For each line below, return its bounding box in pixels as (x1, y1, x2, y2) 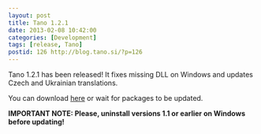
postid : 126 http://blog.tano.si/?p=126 (8, 48, 144, 56)
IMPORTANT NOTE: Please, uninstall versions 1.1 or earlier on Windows (8, 109, 246, 118)
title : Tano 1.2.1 (8, 19, 69, 27)
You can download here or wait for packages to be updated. (8, 94, 203, 102)
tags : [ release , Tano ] (8, 41, 83, 49)
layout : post (8, 11, 51, 20)
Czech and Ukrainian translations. (8, 78, 118, 87)
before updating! (8, 117, 65, 126)
